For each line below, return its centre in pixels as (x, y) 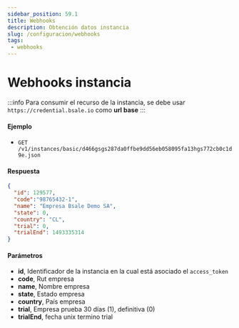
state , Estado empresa (51, 294)
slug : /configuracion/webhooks (54, 34)
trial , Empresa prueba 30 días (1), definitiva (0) (86, 309)
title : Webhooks (31, 21)
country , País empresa (51, 302)
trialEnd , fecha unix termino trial (65, 317)
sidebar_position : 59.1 (43, 14)
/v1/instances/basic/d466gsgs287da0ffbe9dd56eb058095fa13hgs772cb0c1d (125, 149)
